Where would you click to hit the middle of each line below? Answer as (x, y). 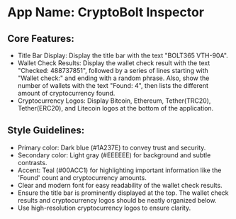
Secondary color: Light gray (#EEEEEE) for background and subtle (114, 155)
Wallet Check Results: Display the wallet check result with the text (114, 63)
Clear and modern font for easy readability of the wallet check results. (120, 185)
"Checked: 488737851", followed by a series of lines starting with (113, 71)
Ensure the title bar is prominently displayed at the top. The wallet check (123, 193)
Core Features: (41, 39)
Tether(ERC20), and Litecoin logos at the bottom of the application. (116, 108)
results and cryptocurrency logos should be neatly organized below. (117, 200)
